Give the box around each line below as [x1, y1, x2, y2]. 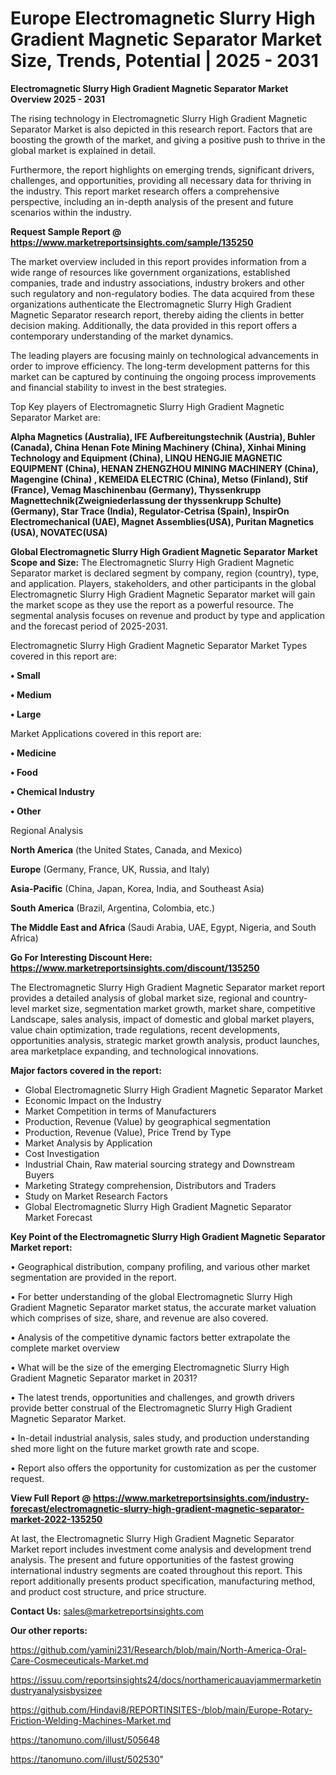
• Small [10, 669, 41, 681]
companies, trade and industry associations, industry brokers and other [10, 277, 305, 289]
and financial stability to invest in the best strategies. [10, 381, 227, 393]
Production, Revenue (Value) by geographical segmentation [24, 1115, 272, 1127]
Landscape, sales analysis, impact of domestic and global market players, [10, 1013, 315, 1025]
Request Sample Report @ [10, 225, 122, 237]
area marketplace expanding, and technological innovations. [10, 1045, 259, 1057]
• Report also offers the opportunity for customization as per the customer [10, 1462, 317, 1474]
